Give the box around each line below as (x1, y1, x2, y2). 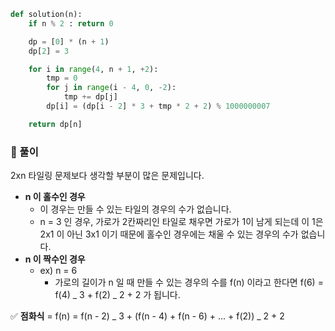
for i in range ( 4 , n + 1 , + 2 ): (28, 64, 159, 74)
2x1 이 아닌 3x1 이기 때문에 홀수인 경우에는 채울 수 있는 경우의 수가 (39, 228, 299, 240)
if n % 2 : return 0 (28, 18, 114, 29)
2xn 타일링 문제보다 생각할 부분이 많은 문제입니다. (10, 170, 205, 182)
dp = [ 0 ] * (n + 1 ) (28, 36, 110, 47)
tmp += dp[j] (63, 92, 118, 102)
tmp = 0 (46, 73, 78, 84)
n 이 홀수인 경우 (24, 191, 86, 203)
